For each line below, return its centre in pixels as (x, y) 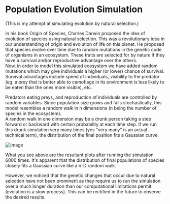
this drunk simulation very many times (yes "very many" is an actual (76, 129)
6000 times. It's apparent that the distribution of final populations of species (85, 160)
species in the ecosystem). (33, 113)
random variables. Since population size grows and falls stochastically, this (83, 102)
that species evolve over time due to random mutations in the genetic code (83, 49)
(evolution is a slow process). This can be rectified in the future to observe (83, 191)
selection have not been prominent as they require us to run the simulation (83, 181)
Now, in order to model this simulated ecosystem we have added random (82, 66)
